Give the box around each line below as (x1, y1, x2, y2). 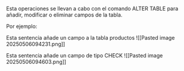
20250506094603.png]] (6, 59, 67, 65)
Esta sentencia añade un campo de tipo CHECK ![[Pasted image (6, 52, 163, 59)
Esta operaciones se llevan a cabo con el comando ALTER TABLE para (6, 5, 179, 12)
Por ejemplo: (6, 23, 38, 30)
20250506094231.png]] (6, 41, 66, 47)
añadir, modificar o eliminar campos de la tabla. (6, 11, 123, 18)
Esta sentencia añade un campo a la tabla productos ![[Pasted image (6, 34, 175, 41)
